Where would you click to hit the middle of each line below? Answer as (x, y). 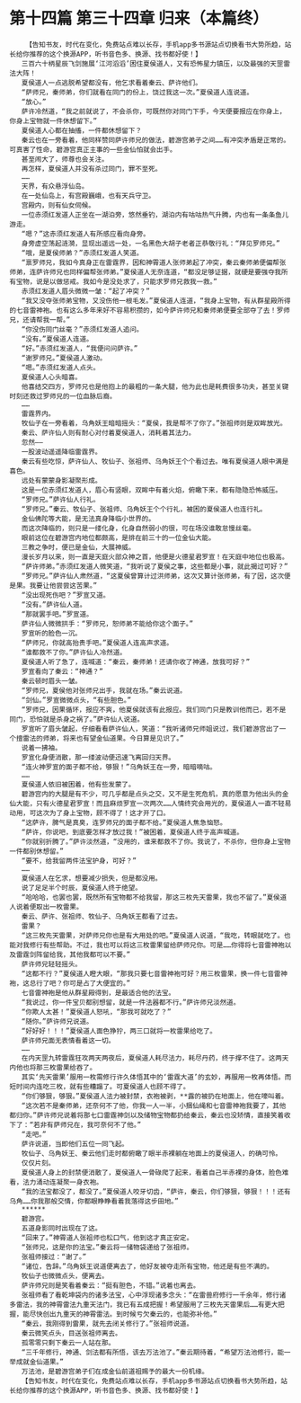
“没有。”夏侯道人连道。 (57, 339)
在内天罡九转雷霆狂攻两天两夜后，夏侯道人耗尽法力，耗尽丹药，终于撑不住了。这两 (152, 1058)
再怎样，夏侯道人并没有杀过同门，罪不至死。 (92, 169)
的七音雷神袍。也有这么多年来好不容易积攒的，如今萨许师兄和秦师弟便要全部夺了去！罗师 (150, 310)
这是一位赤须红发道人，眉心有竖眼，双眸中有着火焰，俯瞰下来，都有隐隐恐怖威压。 (152, 490)
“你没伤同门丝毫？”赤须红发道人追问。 (82, 329)
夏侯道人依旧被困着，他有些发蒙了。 (78, 784)
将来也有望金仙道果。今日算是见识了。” (123, 738)
